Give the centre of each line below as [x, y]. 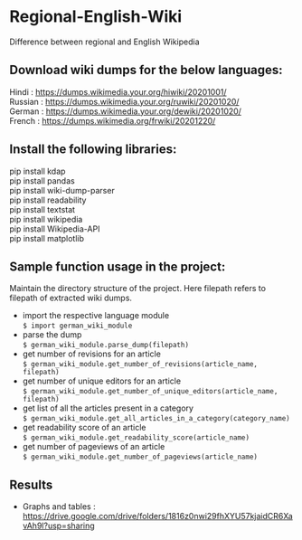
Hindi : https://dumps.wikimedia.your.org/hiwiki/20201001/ [118, 91]
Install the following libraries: [93, 150]
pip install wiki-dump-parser [62, 190]
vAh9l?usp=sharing [58, 526]
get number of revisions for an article [91, 354]
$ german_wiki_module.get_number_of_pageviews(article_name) [140, 457]
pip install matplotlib [47, 238]
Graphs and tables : [59, 507]
